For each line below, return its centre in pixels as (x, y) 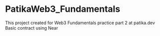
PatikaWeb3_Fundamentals (63, 9)
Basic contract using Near (32, 28)
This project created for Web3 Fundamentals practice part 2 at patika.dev (80, 23)
